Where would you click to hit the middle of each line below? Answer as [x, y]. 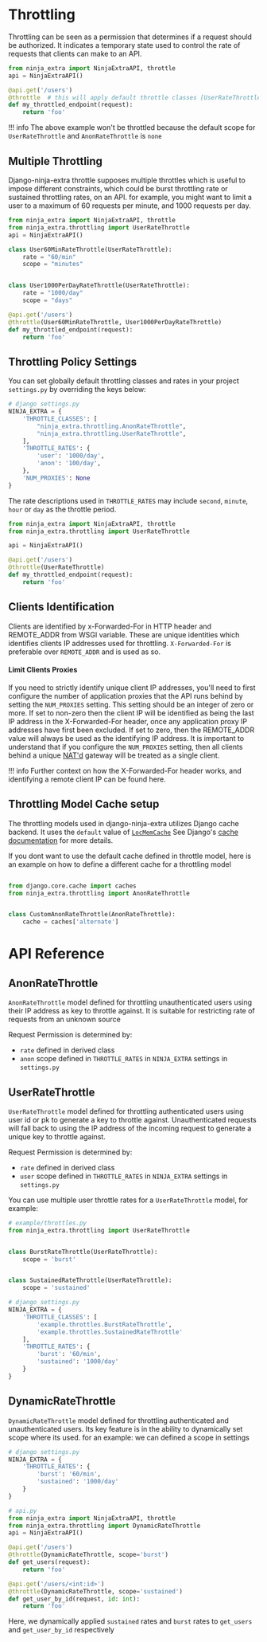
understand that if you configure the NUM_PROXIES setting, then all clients [126, 747]
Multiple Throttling [56, 161]
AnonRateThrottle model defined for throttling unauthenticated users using [130, 1002]
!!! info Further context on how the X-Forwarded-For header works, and [125, 770]
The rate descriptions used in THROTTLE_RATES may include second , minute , [128, 500]
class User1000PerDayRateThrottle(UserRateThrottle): [99, 286]
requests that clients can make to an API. [75, 53]
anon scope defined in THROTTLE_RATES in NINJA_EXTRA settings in [124, 1059]
